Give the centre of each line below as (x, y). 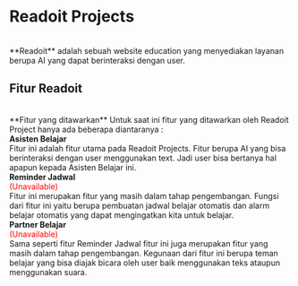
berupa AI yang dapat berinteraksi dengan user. (97, 60)
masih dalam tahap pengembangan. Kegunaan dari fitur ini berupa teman (144, 253)
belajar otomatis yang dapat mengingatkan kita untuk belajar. (122, 215)
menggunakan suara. (48, 272)
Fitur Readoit (46, 88)
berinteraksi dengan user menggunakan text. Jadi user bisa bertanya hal (143, 158)
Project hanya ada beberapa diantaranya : (86, 129)
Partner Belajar (38, 224)
